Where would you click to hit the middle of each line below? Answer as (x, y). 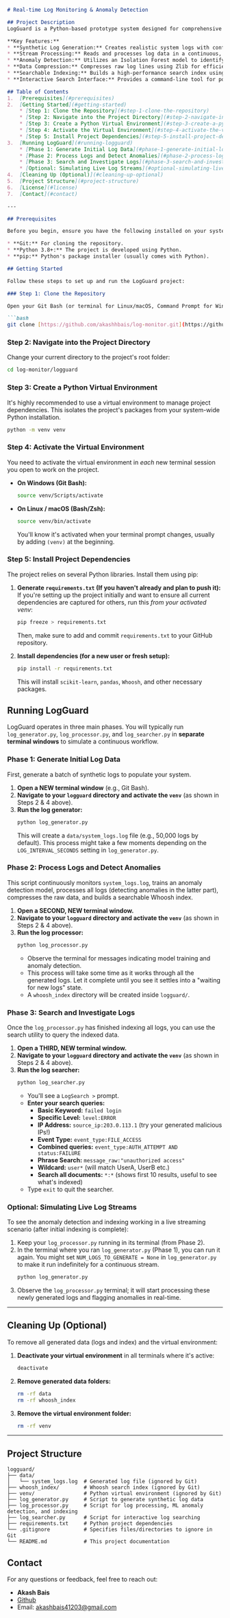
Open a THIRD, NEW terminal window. (72, 1048)
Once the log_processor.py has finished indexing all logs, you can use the (111, 1028)
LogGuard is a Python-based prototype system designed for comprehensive (115, 29)
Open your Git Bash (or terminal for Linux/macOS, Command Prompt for (110, 306)
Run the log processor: (50, 932)
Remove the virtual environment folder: (74, 1413)
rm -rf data (34, 1394)
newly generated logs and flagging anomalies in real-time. (99, 1298)
